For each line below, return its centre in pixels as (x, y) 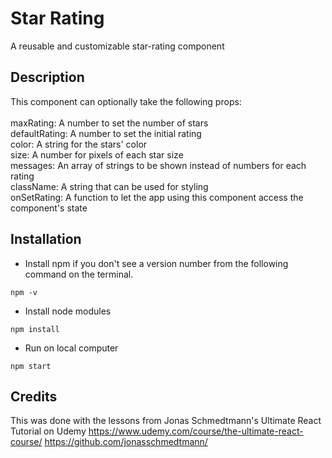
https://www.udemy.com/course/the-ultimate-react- (196, 431)
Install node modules (68, 311)
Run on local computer (71, 348)
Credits (34, 396)
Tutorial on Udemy (48, 431)
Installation (46, 239)
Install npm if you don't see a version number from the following (156, 263)
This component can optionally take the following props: (126, 101)
